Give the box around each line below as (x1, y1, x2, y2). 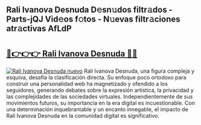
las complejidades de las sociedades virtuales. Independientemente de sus (6, 93, 193, 100)
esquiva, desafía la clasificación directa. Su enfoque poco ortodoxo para (6, 74, 187, 81)
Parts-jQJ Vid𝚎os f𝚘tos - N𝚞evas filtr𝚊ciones (6, 14, 180, 25)
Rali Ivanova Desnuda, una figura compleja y (83, 67, 195, 75)
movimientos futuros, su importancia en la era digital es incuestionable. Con (6, 99, 195, 106)
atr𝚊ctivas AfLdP (6, 23, 72, 34)
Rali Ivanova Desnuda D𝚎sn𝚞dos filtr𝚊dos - (6, 5, 173, 15)
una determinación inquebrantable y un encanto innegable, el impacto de (6, 106, 188, 113)
